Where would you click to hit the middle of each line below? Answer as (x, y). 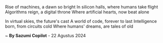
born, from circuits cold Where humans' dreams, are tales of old (69, 26)
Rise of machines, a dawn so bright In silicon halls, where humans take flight (81, 7)
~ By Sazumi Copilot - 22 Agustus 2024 (45, 36)
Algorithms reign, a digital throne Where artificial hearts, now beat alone (77, 12)
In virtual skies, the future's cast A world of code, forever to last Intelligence (81, 21)
